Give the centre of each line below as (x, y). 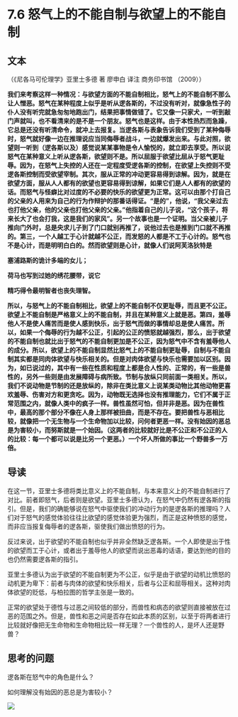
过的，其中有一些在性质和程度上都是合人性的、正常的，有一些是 (131, 368)
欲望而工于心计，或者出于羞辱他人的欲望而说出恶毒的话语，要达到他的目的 (122, 550)
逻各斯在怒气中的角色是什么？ (51, 676)
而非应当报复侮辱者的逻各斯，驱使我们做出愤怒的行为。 (88, 526)
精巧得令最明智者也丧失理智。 (51, 291)
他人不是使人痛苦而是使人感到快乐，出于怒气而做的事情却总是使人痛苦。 (113, 323)
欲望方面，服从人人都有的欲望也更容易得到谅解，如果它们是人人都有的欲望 (116, 183)
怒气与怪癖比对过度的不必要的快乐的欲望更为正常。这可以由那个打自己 (128, 192)
